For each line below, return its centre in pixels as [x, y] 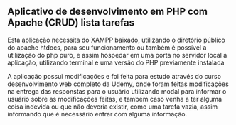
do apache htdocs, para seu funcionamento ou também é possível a [107, 47]
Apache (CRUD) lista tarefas [71, 23]
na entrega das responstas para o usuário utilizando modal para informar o [117, 91]
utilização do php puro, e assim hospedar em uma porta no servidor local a [117, 55]
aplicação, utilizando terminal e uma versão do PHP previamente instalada [116, 62]
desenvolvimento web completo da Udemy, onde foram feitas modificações [118, 84]
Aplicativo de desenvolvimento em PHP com [108, 12]
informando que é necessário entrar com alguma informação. [97, 114]
